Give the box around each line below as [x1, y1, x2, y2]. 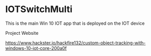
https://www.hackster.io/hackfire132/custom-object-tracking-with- [5, 39, 146, 46]
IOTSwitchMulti [5, 4, 73, 15]
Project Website [5, 30, 39, 36]
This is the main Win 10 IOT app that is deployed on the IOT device [5, 20, 145, 26]
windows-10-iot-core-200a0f [5, 45, 67, 51]
